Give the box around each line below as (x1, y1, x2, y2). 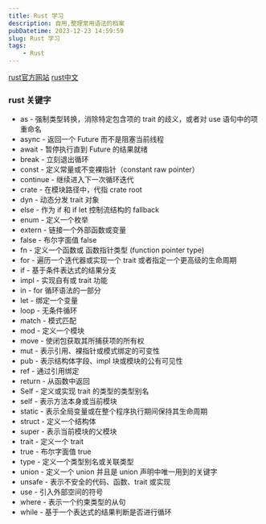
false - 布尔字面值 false (19, 235, 97, 245)
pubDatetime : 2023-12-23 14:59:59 (8, 27, 125, 35)
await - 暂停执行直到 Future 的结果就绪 (19, 144, 149, 154)
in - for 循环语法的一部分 (19, 285, 102, 295)
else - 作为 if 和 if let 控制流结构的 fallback (19, 205, 159, 214)
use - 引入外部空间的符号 (19, 487, 103, 497)
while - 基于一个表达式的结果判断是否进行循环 (19, 507, 172, 517)
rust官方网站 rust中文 (8, 73, 79, 81)
